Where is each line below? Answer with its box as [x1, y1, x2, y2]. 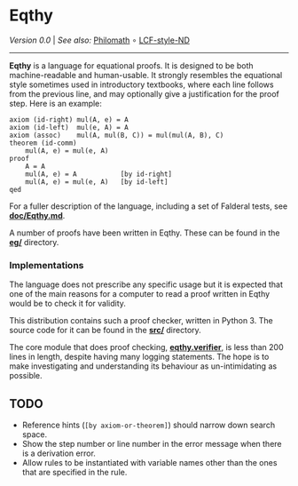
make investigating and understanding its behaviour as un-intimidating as [9, 361, 278, 371]
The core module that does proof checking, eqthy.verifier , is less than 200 [9, 342, 284, 353]
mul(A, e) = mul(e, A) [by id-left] [25, 177, 169, 187]
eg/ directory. [9, 236, 59, 247]
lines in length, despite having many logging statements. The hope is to [9, 352, 270, 363]
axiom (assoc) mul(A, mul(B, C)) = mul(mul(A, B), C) [9, 131, 224, 139]
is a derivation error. [21, 448, 96, 458]
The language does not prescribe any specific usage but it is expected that [9, 279, 284, 290]
